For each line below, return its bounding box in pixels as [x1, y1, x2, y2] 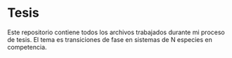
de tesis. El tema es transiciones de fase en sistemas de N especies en [7, 35, 212, 43]
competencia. [7, 43, 47, 51]
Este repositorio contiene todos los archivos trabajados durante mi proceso [7, 28, 225, 36]
